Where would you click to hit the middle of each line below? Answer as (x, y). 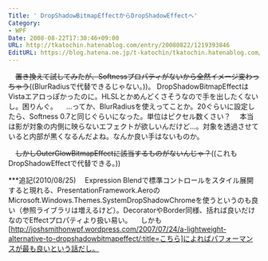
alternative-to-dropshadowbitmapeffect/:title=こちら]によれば (110, 239)
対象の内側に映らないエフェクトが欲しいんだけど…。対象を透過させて (144, 126)
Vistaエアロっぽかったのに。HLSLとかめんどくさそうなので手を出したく (126, 96)
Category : (25, 23)
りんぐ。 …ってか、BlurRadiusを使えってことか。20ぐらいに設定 (139, 106)
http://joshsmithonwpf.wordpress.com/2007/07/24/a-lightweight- (119, 229)
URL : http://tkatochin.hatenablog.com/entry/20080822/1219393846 (119, 45)
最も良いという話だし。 (61, 249)
